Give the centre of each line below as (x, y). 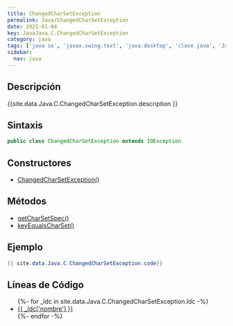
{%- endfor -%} (40, 316)
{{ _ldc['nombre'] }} (45, 309)
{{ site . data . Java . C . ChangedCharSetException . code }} (85, 263)
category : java (29, 40)
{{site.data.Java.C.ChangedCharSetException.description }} (93, 103)
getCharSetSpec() (43, 218)
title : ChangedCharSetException (54, 14)
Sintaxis (25, 125)
